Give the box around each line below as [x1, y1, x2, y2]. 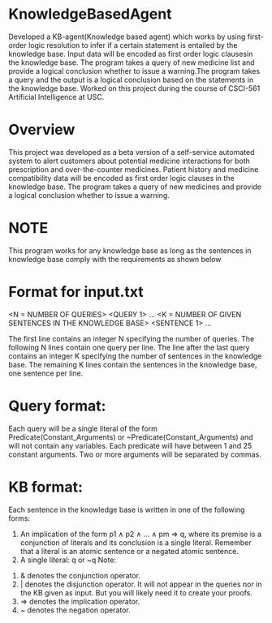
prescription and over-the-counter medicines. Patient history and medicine [8, 164, 259, 174]
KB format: [8, 478, 84, 496]
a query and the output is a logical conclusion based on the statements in [8, 75, 254, 84]
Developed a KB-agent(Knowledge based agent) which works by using [8, 32, 246, 41]
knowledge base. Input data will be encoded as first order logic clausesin [8, 49, 253, 58]
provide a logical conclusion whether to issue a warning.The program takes [8, 66, 261, 75]
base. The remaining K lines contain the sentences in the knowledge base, [8, 359, 257, 369]
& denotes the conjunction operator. [19, 570, 140, 580]
